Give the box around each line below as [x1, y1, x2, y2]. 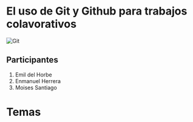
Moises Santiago [15, 84, 58, 91]
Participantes [6, 55, 59, 65]
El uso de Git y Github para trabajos [6, 4, 188, 18]
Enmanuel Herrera [15, 77, 61, 84]
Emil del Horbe [15, 71, 53, 78]
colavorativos [6, 17, 77, 31]
